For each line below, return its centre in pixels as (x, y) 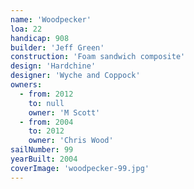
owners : (26, 85)
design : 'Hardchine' (53, 66)
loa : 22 (26, 29)
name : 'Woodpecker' (51, 19)
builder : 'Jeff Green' (57, 47)
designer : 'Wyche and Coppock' (75, 76)
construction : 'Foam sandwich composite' (98, 57)
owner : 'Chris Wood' (71, 141)
